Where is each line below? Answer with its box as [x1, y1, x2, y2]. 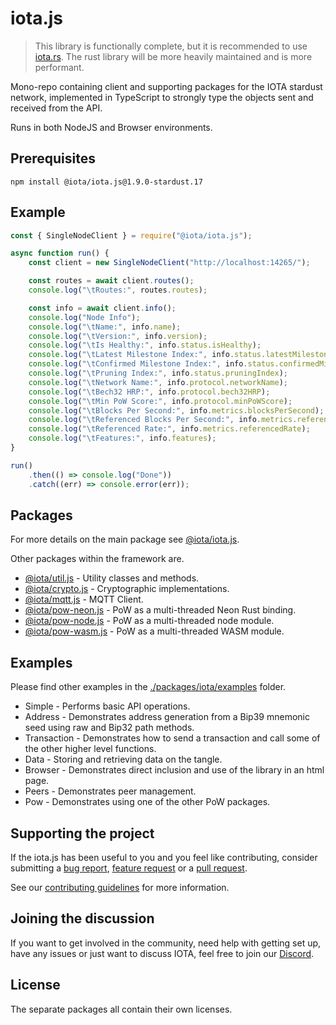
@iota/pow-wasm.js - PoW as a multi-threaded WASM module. [24, 625, 285, 637]
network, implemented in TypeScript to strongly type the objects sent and [10, 91, 314, 103]
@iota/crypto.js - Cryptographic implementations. [24, 583, 230, 595]
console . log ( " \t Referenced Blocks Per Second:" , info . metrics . [28, 415, 298, 425]
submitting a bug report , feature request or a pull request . [10, 862, 248, 874]
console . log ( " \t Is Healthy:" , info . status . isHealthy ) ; [28, 340, 262, 351]
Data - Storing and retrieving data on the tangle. [24, 753, 223, 766]
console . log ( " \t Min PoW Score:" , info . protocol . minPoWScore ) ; [28, 396, 293, 406]
